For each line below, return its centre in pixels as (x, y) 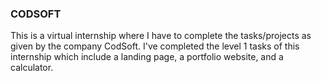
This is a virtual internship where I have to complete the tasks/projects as (161, 36)
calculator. (32, 68)
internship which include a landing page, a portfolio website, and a (147, 57)
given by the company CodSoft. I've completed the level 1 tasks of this (155, 46)
